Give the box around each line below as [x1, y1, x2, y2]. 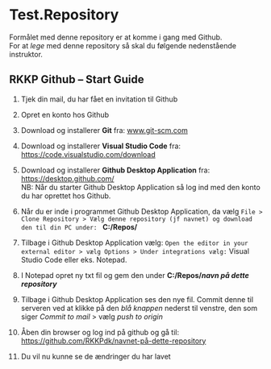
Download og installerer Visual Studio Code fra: [20, 141, 181, 151]
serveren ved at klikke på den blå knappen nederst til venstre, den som [20, 303, 258, 313]
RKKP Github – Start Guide [9, 73, 144, 86]
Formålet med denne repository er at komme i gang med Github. [9, 32, 223, 42]
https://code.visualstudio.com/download [20, 149, 156, 159]
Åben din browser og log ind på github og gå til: [20, 327, 180, 337]
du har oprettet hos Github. [20, 191, 111, 201]
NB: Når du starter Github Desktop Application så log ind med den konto [20, 182, 261, 192]
